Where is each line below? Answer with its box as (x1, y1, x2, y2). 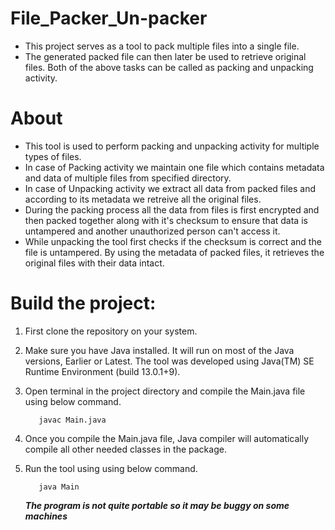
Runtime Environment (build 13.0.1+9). (24, 365, 181, 377)
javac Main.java (38, 415, 107, 425)
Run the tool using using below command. (24, 462, 198, 474)
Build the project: (10, 292, 157, 315)
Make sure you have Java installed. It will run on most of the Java (24, 344, 295, 356)
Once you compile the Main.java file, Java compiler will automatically (24, 432, 310, 444)
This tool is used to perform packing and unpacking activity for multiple (24, 140, 320, 152)
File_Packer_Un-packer (10, 7, 208, 30)
